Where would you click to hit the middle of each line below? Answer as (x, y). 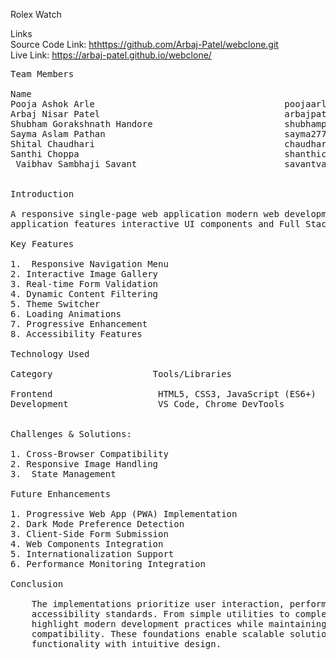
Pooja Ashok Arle (52, 104)
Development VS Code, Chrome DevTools (147, 404)
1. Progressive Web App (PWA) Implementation (124, 514)
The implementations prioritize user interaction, (158, 604)
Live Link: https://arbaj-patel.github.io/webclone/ (111, 55)
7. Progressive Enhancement (79, 324)
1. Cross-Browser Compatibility (89, 454)
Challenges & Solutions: (71, 434)
